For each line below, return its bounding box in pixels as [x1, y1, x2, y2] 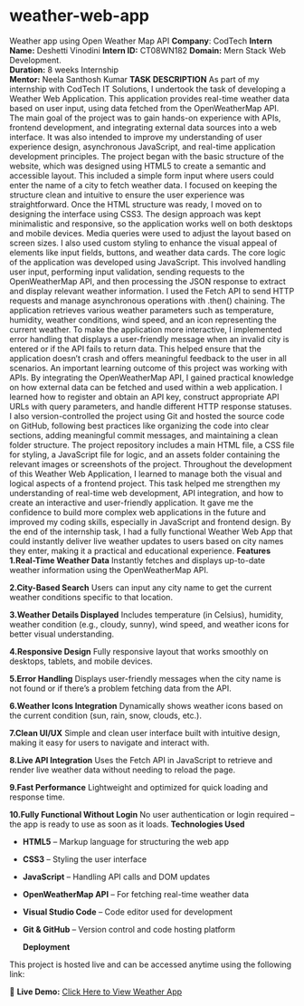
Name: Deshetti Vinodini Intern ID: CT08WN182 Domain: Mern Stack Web [9, 44, 287, 55]
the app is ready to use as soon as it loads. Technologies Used [9, 819, 245, 829]
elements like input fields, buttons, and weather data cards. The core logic [9, 246, 287, 258]
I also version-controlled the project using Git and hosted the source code [9, 410, 285, 421]
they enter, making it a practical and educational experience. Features [9, 545, 271, 556]
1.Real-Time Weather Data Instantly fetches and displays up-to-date [9, 554, 265, 566]
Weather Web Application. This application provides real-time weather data [9, 92, 290, 104]
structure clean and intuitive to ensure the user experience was [9, 189, 245, 200]
